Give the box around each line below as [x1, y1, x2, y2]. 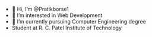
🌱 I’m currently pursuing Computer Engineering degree [11, 18, 147, 25]
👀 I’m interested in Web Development [11, 12, 103, 19]
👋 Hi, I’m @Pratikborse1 [11, 6, 69, 12]
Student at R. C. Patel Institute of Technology [11, 24, 122, 31]
